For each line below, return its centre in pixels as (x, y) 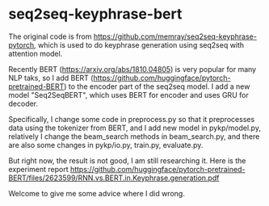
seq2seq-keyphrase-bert (95, 14)
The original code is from (50, 36)
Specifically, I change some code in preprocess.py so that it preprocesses (132, 119)
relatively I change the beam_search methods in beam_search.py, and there (134, 136)
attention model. (36, 53)
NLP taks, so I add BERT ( (51, 78)
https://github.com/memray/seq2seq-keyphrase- (175, 36)
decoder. (23, 103)
